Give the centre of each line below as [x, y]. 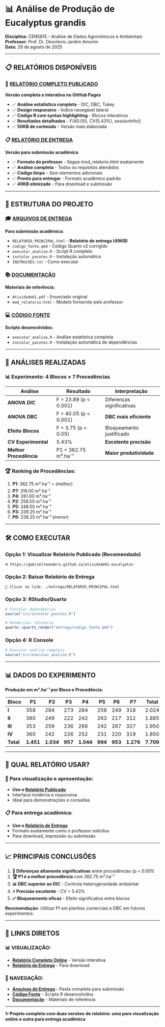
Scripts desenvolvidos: [29, 327]
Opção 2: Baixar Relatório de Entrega [50, 577]
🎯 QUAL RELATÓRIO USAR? [47, 765]
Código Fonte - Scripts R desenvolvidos [53, 994]
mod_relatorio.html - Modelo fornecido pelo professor [68, 302]
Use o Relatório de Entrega [40, 825]
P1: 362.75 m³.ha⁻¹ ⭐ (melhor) [42, 484]
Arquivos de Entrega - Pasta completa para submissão [68, 989]
